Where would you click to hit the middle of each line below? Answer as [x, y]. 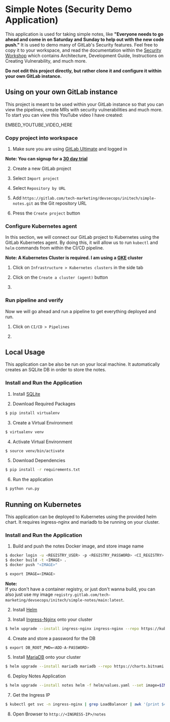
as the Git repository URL [61, 203]
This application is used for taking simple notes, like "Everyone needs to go [84, 34]
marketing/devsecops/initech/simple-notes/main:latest [64, 600]
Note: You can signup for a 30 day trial [46, 159]
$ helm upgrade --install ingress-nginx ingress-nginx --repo [72, 628]
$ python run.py [22, 489]
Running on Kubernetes [44, 504]
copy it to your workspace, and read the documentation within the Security [83, 50]
